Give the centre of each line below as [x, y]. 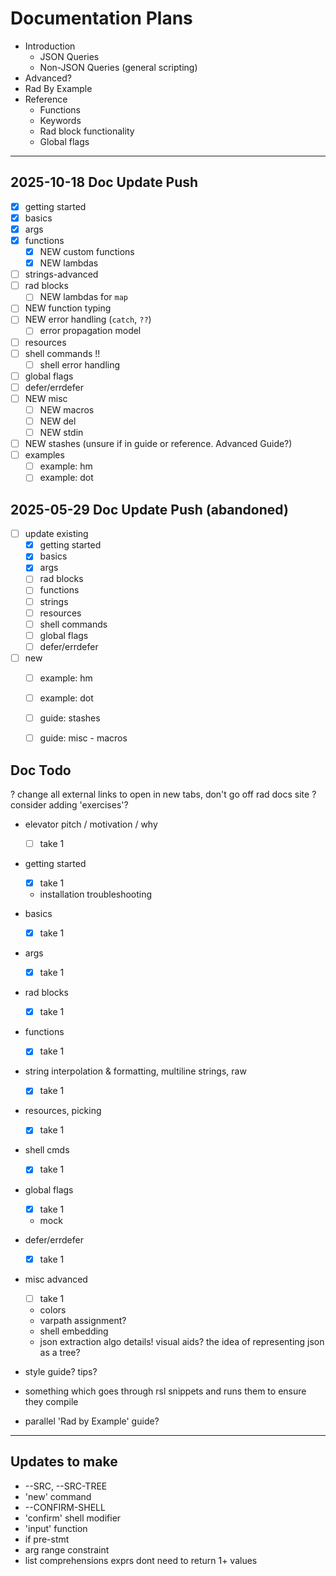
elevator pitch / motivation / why [91, 824]
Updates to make [64, 1462]
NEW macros [67, 409]
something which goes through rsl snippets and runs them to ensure [165, 1391]
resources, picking [63, 1111]
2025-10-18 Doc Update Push [104, 182]
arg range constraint [67, 1549]
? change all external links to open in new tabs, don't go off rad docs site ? [163, 794]
